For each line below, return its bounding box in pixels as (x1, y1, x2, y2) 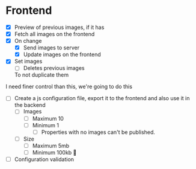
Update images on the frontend (23, 51, 102, 58)
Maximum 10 (32, 115, 64, 122)
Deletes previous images (23, 65, 85, 72)
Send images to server (23, 44, 79, 51)
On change (14, 37, 42, 45)
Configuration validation (14, 155, 75, 163)
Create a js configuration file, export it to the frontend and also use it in (14, 95, 190, 102)
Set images (14, 58, 43, 65)
